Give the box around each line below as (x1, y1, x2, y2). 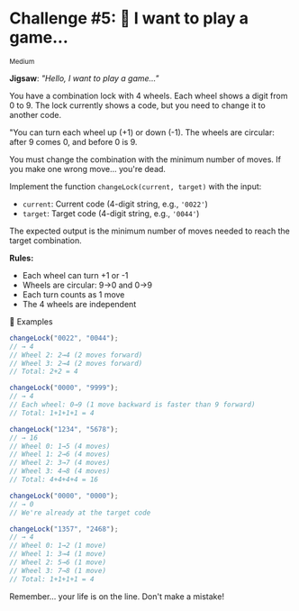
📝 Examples (9, 315, 53, 327)
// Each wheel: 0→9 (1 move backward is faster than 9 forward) (9, 400, 256, 409)
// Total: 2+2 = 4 (9, 367, 78, 377)
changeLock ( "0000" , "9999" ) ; (9, 383, 119, 393)
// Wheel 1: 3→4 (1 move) (9, 550, 106, 559)
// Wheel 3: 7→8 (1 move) (9, 566, 106, 575)
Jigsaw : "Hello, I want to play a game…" (9, 72, 159, 84)
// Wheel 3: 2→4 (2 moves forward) (9, 359, 143, 368)
